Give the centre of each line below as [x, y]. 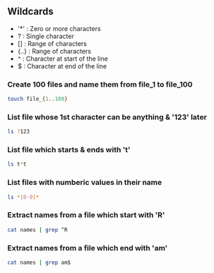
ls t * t [17, 164]
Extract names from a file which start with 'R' [86, 215]
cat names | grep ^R [38, 230]
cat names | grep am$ [39, 262]
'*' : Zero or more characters [59, 28]
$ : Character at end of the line [62, 66]
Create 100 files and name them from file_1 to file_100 [100, 84]
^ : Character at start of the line [63, 59]
